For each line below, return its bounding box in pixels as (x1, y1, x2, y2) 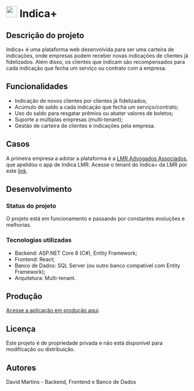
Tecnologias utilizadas (6, 236, 72, 244)
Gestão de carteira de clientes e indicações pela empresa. (14, 122, 155, 129)
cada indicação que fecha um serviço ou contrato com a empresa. (6, 65, 167, 72)
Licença (6, 323, 36, 334)
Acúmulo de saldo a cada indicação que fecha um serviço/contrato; (14, 103, 179, 110)
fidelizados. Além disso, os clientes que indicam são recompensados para (6, 59, 185, 65)
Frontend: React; (14, 255, 55, 262)
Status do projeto (6, 201, 57, 210)
